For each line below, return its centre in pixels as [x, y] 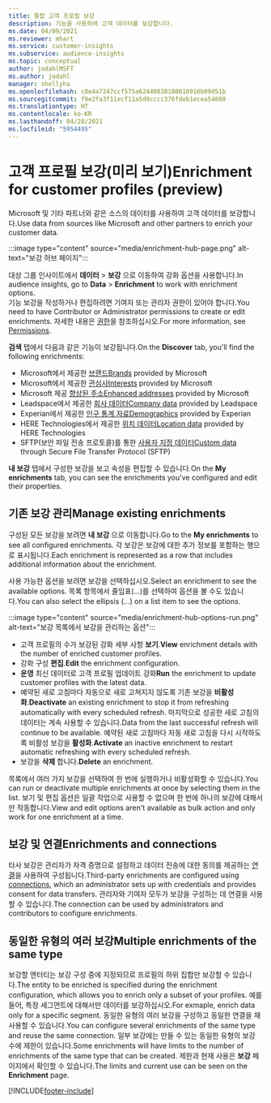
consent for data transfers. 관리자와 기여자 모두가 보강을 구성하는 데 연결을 [128, 894]
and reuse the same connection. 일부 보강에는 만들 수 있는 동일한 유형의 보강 [132, 1036]
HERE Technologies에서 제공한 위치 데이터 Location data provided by [132, 424]
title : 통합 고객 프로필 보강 [52, 16]
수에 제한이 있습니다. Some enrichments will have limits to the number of [126, 1046]
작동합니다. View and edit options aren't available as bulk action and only [136, 808]
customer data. [34, 232]
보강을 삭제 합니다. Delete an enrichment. [87, 761]
